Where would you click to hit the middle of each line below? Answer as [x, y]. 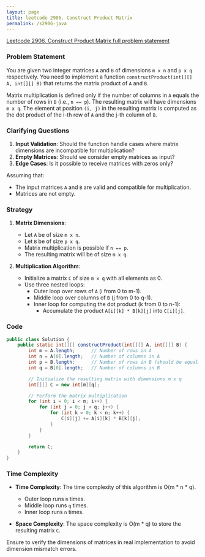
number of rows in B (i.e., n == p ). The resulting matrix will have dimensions [102, 101]
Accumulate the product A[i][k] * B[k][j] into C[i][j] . [114, 311]
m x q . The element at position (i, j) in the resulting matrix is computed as [102, 108]
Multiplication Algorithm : [48, 266]
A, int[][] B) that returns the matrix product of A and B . [77, 83]
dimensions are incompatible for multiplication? [75, 150]
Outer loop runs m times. [55, 499]
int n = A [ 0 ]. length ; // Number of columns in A [94, 356]
